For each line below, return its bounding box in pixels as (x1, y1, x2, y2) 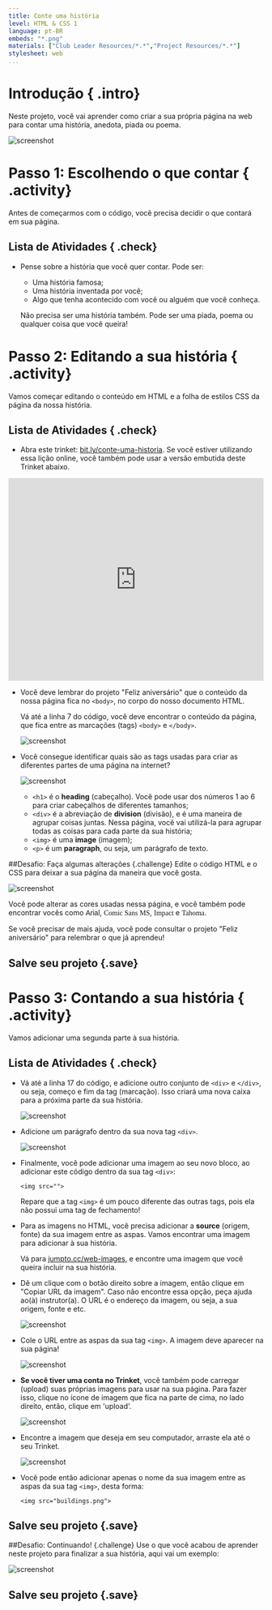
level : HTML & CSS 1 (8, 19, 79, 28)
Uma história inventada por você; (32, 285, 143, 296)
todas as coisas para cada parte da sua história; (32, 826, 193, 836)
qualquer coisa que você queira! (19, 319, 128, 328)
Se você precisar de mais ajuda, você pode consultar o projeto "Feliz (8, 924, 239, 934)
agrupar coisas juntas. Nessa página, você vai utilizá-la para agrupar (32, 818, 262, 828)
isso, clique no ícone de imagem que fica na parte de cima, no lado (19, 1392, 244, 1402)
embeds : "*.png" (8, 34, 63, 43)
